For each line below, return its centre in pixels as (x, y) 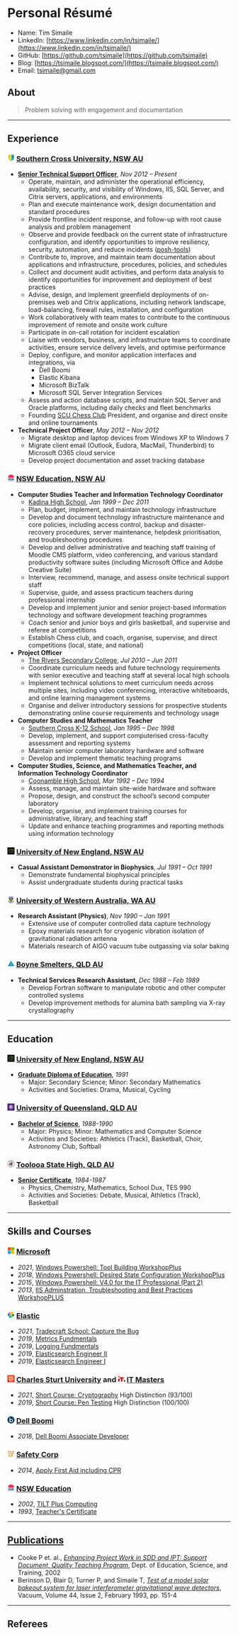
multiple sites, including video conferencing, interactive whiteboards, (129, 690)
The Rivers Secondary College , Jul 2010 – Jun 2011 (103, 660)
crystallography (51, 1010)
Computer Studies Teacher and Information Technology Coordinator (120, 494)
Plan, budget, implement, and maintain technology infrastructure (122, 509)
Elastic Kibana (59, 378)
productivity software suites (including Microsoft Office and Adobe (125, 562)
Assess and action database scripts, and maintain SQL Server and (124, 400)
